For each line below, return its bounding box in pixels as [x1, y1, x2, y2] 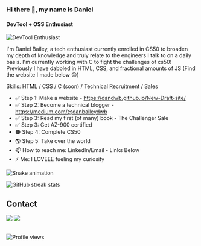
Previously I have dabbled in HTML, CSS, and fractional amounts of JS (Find [6, 65, 196, 72]
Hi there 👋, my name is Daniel [6, 5, 94, 14]
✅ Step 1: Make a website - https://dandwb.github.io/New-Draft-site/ [14, 95, 186, 102]
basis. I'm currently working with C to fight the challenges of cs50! [6, 58, 172, 66]
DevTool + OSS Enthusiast [6, 20, 74, 28]
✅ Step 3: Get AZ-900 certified [14, 121, 92, 128]
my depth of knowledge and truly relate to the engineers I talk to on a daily [6, 52, 191, 59]
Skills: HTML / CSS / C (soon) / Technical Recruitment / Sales [6, 83, 158, 90]
